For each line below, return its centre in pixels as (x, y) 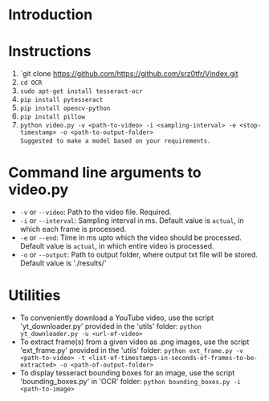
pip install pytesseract (61, 100)
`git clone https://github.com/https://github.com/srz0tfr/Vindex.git (129, 74)
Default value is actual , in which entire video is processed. (117, 246)
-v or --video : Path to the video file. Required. (96, 212)
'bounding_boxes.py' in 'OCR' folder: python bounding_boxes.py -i (130, 381)
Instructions (50, 52)
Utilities (35, 296)
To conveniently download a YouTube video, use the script (117, 318)
